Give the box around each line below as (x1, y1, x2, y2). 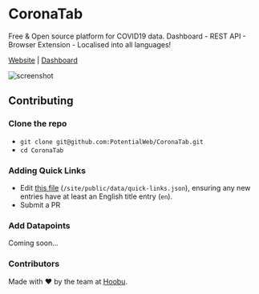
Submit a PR (19, 199, 61, 209)
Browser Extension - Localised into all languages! (8, 39, 172, 49)
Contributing (8, 94, 74, 108)
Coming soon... (8, 238, 59, 248)
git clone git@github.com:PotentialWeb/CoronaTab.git (19, 138, 204, 146)
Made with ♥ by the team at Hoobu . (8, 276, 128, 286)
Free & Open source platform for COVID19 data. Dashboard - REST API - (8, 31, 247, 41)
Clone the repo (8, 118, 67, 129)
